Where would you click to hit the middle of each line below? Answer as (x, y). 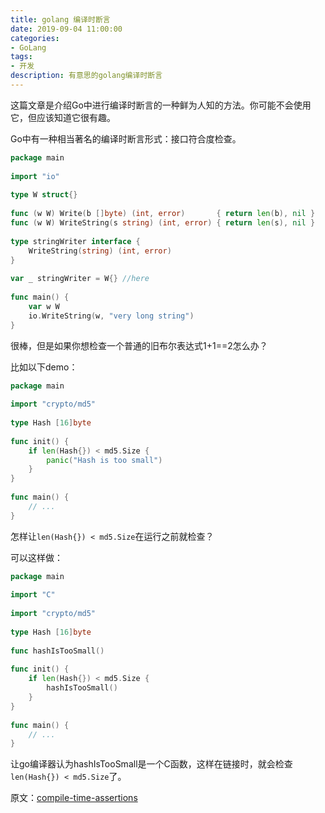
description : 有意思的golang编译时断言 (86, 76)
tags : (21, 57)
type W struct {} (44, 195)
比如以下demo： (44, 367)
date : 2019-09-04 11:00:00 (66, 29)
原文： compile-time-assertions (74, 798)
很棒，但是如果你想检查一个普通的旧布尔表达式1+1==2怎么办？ (139, 345)
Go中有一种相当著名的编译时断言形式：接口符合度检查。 (126, 138)
